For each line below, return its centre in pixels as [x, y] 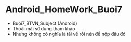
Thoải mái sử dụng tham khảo [44, 28]
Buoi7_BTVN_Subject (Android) [45, 23]
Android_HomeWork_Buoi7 [64, 9]
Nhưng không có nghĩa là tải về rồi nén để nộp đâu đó [69, 34]
